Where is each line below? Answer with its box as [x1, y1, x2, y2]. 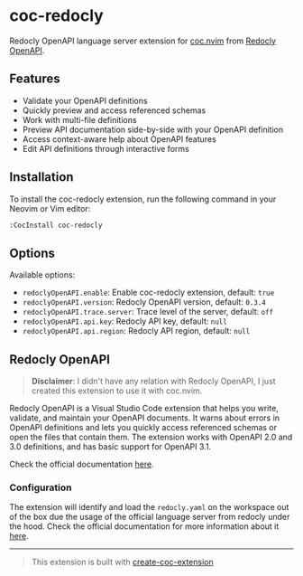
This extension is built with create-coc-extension [31, 557, 214, 568]
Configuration [9, 481, 72, 494]
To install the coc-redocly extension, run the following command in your [9, 194, 277, 204]
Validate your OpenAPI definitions [22, 95, 148, 106]
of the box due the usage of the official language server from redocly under [9, 512, 290, 523]
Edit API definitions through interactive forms [22, 143, 189, 154]
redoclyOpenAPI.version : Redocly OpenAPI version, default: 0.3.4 [22, 297, 266, 307]
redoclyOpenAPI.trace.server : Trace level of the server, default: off [22, 307, 274, 317]
